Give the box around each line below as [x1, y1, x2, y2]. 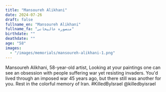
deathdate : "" [5, 36, 36, 41]
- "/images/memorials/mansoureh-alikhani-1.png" [10, 50, 115, 55]
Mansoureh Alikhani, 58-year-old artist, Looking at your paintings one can [5, 64, 161, 71]
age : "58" [5, 41, 27, 46]
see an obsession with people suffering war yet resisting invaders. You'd [5, 70, 158, 76]
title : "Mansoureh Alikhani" [5, 7, 67, 13]
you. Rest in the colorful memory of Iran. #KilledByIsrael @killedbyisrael [5, 80, 156, 87]
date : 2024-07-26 [5, 12, 42, 17]
